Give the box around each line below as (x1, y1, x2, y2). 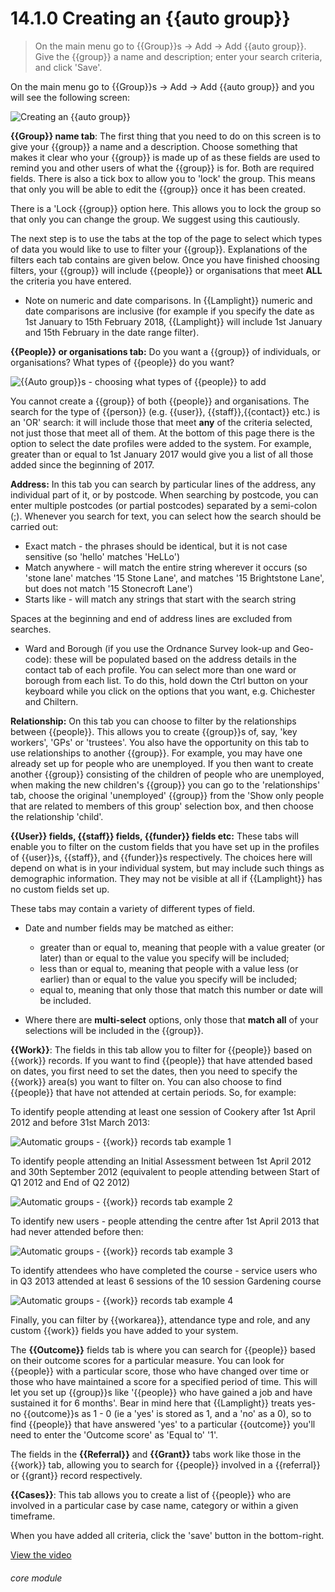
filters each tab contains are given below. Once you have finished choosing (10, 253, 320, 266)
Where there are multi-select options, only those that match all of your (24, 1013, 319, 1026)
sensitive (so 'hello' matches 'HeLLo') (24, 550, 181, 562)
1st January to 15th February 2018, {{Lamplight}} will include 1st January (24, 315, 323, 327)
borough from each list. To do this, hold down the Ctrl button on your (24, 674, 309, 686)
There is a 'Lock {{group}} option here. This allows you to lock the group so (10, 202, 322, 214)
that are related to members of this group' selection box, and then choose (10, 800, 314, 812)
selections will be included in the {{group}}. (24, 1024, 204, 1036)
